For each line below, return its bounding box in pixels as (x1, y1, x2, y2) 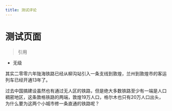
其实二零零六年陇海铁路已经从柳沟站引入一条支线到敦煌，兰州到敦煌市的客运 (5, 70, 167, 76)
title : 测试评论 (5, 7, 37, 13)
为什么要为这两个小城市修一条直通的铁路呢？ (5, 100, 100, 106)
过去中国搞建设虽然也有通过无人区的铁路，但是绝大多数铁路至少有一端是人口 (5, 88, 167, 94)
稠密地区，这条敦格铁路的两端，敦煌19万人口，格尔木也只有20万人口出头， (5, 94, 164, 100)
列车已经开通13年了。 (5, 77, 51, 83)
